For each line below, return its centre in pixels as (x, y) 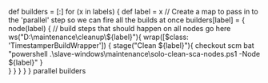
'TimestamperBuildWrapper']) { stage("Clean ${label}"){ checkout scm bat (131, 45)
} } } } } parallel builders (47, 71)
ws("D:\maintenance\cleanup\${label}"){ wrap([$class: (99, 37)
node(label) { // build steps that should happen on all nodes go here (120, 28)
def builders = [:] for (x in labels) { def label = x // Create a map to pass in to (133, 12)
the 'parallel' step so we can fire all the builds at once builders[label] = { (127, 20)
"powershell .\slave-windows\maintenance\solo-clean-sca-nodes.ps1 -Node (134, 54)
